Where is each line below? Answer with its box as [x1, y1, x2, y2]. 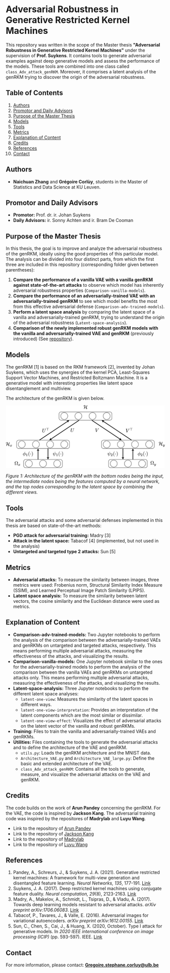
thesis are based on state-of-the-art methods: [6, 522, 101, 529]
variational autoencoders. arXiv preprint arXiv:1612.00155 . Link [13, 918, 143, 924]
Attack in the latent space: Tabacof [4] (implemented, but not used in [13, 538, 159, 544]
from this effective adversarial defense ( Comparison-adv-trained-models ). [13, 303, 165, 309]
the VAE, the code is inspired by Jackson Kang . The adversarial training [6, 810, 155, 816]
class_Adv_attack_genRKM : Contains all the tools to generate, [20, 766, 145, 772]
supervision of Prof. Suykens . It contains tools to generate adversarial [6, 52, 152, 59]
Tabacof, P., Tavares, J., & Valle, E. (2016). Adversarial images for [13, 912, 149, 918]
